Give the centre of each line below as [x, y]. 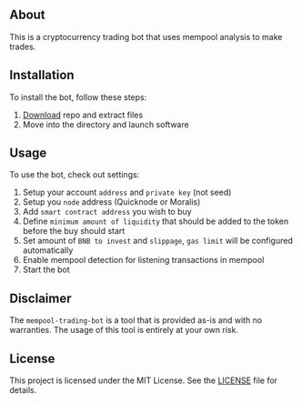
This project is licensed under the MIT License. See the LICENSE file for [144, 380]
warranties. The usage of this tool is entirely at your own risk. [124, 330]
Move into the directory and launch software [106, 124]
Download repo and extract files [83, 115]
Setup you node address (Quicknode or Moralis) [111, 202]
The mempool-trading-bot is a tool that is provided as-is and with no [136, 320]
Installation [42, 75]
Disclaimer [40, 298]
